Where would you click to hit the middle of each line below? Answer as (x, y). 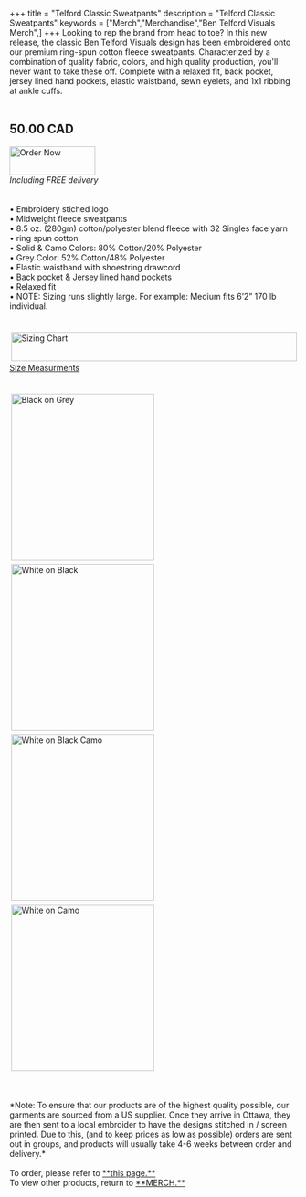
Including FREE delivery (54, 180)
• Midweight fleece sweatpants (69, 218)
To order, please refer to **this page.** (83, 1172)
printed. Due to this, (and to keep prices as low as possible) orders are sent (151, 1134)
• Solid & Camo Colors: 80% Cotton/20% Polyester (106, 248)
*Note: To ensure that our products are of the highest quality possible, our (149, 1105)
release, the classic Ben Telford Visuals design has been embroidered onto (150, 42)
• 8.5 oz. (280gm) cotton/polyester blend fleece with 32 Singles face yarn (148, 228)
